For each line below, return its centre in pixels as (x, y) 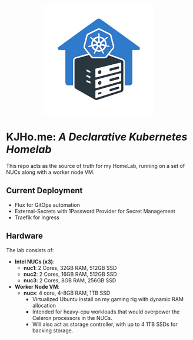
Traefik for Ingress (37, 217)
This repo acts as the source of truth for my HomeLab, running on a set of (96, 166)
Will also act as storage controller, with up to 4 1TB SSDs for (105, 324)
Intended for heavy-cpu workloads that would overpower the (106, 312)
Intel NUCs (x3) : (34, 262)
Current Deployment (44, 191)
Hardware (24, 236)
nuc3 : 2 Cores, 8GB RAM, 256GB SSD (70, 280)
